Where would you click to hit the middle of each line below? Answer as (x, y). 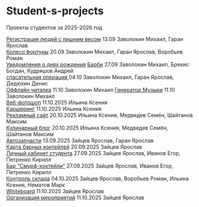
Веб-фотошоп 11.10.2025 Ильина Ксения (57, 102)
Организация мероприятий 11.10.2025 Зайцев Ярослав (75, 197)
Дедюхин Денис (27, 83)
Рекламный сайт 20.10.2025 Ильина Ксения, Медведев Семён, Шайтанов (99, 115)
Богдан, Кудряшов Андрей (40, 70)
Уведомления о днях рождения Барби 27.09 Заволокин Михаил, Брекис (98, 64)
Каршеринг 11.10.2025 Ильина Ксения (54, 109)
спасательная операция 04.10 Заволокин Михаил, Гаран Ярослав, (90, 77)
